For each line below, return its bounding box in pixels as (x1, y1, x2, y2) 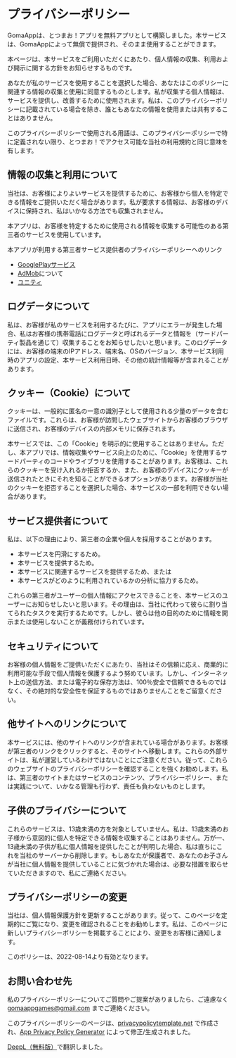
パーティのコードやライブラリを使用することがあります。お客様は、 (19, 457, 216, 465)
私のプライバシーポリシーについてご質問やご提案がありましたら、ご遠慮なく (7, 995, 229, 1004)
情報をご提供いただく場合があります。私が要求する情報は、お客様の (19, 198, 216, 206)
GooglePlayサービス (17, 260, 76, 268)
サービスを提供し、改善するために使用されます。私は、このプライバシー (7, 96, 216, 104)
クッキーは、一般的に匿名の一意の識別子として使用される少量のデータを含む (7, 407, 229, 415)
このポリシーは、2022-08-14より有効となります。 (7, 952, 152, 961)
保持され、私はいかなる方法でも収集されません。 (25, 206, 167, 215)
